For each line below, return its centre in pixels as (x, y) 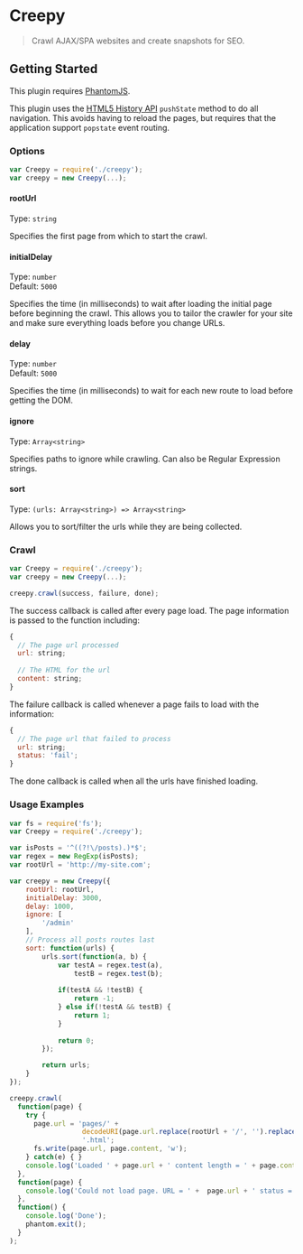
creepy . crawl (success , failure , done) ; (84, 593)
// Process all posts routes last (90, 940)
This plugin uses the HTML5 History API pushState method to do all (134, 108)
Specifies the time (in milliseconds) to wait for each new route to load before (151, 391)
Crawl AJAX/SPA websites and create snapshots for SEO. (138, 41)
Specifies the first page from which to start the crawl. (108, 236)
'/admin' (58, 923)
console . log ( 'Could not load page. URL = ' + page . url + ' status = (159, 1191)
